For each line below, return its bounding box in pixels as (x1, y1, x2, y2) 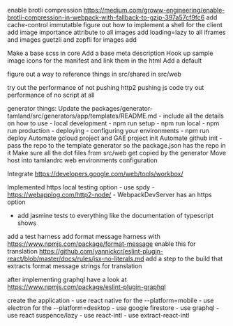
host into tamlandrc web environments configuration (7, 156, 158, 164)
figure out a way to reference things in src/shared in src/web (7, 70, 181, 78)
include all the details (163, 111, 225, 120)
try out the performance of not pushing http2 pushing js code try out (7, 84, 204, 91)
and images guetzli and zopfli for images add (7, 36, 137, 44)
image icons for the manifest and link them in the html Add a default (7, 56, 202, 65)
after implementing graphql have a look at (7, 275, 127, 284)
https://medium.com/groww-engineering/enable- (83, 6, 225, 14)
